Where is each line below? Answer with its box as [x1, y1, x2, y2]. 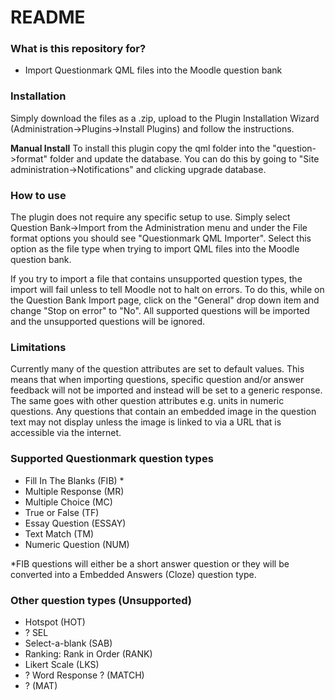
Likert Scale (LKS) [24, 658, 100, 670]
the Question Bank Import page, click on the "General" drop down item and [10, 294, 320, 306]
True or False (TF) [24, 506, 100, 518]
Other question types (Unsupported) [10, 593, 192, 607]
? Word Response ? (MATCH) [24, 669, 145, 681]
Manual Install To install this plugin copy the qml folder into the [10, 142, 271, 154]
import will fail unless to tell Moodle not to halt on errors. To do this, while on [10, 284, 325, 296]
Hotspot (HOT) [24, 616, 86, 628]
